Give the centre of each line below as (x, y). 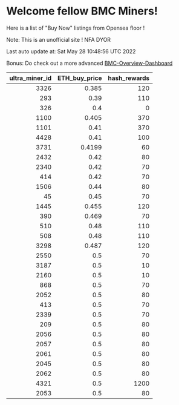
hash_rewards (129, 78)
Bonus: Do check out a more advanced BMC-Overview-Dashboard (89, 63)
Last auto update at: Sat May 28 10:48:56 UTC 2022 (71, 51)
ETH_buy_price (80, 78)
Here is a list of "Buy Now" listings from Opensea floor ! (76, 28)
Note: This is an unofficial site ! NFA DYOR (58, 39)
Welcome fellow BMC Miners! (82, 11)
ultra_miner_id (31, 78)
